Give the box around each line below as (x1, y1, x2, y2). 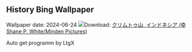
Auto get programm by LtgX (6, 39, 75, 46)
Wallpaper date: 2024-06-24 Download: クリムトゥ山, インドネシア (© (6, 21, 186, 28)
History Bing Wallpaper (6, 5, 94, 15)
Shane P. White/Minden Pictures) (6, 28, 88, 35)
